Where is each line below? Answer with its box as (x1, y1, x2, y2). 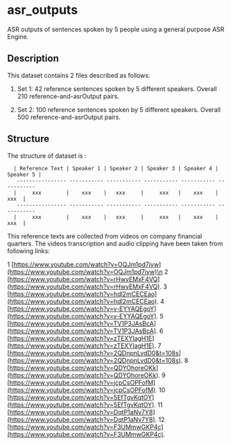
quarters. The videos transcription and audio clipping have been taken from (7, 239, 223, 248)
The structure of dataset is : (7, 152, 87, 160)
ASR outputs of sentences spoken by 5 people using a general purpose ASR (7, 25, 225, 33)
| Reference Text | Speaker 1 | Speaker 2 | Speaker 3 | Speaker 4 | (13, 165, 219, 172)
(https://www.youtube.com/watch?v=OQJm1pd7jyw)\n (7, 267, 163, 276)
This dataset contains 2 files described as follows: (7, 71, 151, 79)
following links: (7, 246, 50, 255)
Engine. (7, 32, 29, 40)
